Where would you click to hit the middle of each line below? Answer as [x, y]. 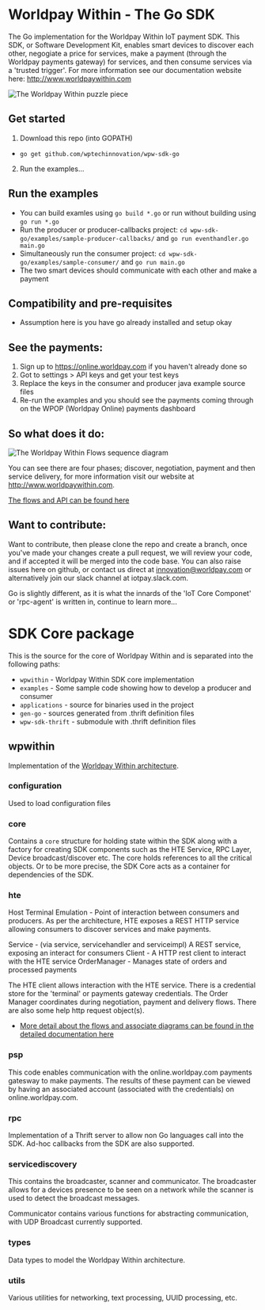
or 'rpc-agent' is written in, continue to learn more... [93, 602]
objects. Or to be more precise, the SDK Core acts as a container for [119, 866]
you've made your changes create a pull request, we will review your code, [131, 552]
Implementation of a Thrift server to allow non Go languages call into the [126, 1136]
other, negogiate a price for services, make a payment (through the [117, 53]
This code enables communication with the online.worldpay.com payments [130, 1072]
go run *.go [39, 222]
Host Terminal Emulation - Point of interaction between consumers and [124, 912]
